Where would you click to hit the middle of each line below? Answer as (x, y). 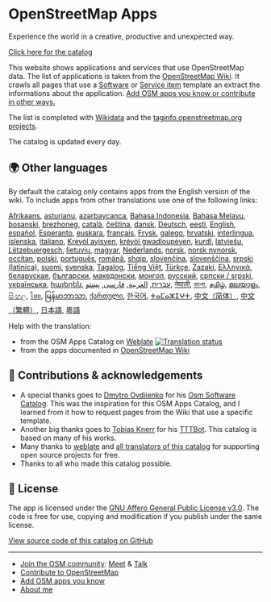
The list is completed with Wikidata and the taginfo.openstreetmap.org (125, 117)
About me (36, 590)
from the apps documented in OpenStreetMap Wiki (105, 350)
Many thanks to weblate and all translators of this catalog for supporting (140, 446)
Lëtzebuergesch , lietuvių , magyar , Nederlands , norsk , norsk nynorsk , (123, 250)
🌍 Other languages (58, 168)
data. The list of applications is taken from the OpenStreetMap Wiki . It (124, 76)
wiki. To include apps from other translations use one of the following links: (133, 200)
